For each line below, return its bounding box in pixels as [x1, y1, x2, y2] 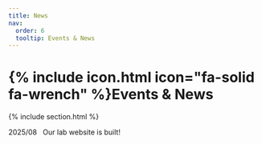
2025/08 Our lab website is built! [8, 127, 121, 137]
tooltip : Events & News [15, 34, 95, 42]
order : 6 [15, 26, 45, 34]
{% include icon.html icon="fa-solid [8, 69, 255, 86]
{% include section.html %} [8, 112, 100, 122]
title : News [8, 11, 48, 20]
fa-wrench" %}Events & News [8, 86, 214, 104]
